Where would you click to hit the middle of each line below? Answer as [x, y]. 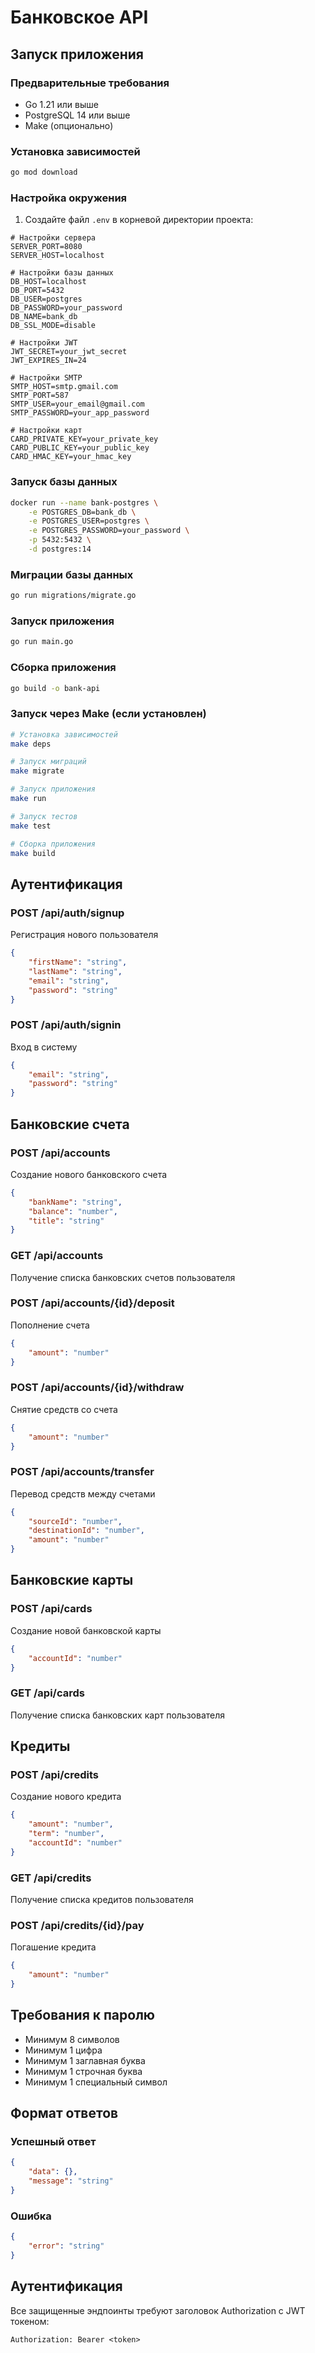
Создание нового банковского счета [89, 1174]
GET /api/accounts [57, 1256]
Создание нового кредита [66, 1797]
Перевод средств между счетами [83, 1493]
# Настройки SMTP [46, 378]
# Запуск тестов [44, 816]
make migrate [37, 771]
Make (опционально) [69, 125]
